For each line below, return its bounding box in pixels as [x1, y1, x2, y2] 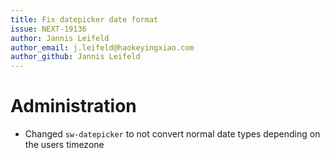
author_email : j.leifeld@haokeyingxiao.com [10, 42, 195, 53]
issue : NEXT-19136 [10, 24, 87, 34]
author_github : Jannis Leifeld [10, 52, 141, 62]
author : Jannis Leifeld [10, 33, 110, 43]
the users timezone [24, 139, 105, 151]
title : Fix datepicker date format [10, 14, 159, 25]
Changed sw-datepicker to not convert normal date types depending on [24, 128, 321, 140]
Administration [10, 95, 137, 118]
